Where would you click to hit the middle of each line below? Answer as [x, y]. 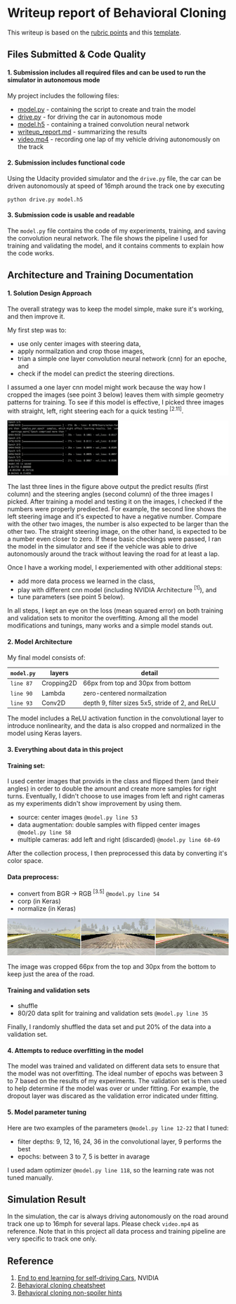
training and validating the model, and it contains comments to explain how [116, 245]
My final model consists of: [46, 657]
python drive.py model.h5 [45, 199]
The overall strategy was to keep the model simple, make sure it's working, [116, 309]
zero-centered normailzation [125, 693]
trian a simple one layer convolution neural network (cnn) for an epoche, [122, 358]
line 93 [21, 703]
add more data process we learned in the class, [86, 581]
